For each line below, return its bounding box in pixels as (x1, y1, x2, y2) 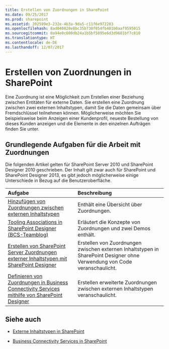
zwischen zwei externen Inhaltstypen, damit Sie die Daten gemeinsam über (5, 104, 161, 111)
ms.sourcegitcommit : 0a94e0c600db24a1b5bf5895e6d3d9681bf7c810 (5, 31, 141, 36)
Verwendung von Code (77, 258, 132, 266)
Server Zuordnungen (8, 249, 57, 256)
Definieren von (8, 273, 43, 280)
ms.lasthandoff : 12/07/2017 (5, 45, 64, 50)
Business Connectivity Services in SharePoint (12, 338, 107, 344)
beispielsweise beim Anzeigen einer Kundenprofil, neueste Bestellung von (5, 115, 158, 121)
